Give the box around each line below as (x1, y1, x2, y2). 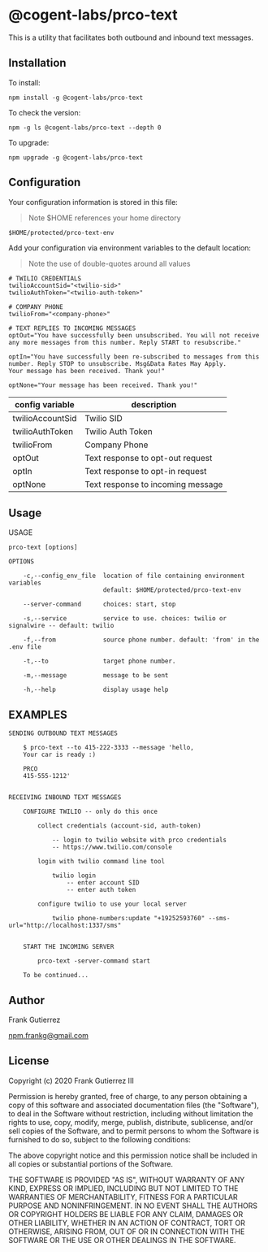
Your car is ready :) (23, 750, 96, 759)
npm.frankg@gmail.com (8, 1031, 89, 1040)
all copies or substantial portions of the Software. (8, 1159, 173, 1168)
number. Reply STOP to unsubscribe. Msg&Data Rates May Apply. (8, 359, 227, 367)
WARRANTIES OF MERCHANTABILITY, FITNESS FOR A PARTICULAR (8, 1192, 238, 1202)
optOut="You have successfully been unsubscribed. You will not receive (8, 331, 260, 339)
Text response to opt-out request (84, 452, 213, 463)
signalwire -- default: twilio (8, 622, 115, 630)
